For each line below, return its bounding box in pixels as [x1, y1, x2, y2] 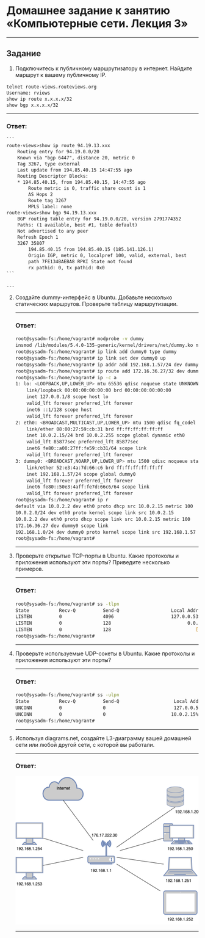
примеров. [15, 565, 44, 573]
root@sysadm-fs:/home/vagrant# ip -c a [15, 374, 117, 380]
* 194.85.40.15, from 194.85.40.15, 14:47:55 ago [17, 180, 146, 186]
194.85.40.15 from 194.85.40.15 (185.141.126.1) [28, 247, 154, 253]
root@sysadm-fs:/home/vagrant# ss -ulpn [15, 692, 120, 698]
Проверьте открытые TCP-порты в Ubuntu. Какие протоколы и [15, 552, 179, 559]
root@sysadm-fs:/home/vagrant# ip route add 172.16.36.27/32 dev [15, 368, 185, 374]
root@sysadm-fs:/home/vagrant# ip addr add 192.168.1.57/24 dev [15, 362, 182, 368]
